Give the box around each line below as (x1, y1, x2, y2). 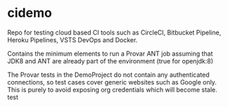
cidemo (7, 5, 53, 21)
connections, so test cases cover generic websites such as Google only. (7, 77, 217, 86)
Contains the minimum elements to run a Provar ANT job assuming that (7, 49, 213, 58)
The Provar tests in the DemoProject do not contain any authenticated (7, 70, 210, 79)
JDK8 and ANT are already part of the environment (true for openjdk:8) (7, 56, 213, 65)
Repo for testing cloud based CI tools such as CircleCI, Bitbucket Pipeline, (7, 28, 222, 37)
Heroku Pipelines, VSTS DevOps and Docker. (7, 35, 138, 44)
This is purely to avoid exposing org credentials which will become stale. (7, 85, 218, 94)
